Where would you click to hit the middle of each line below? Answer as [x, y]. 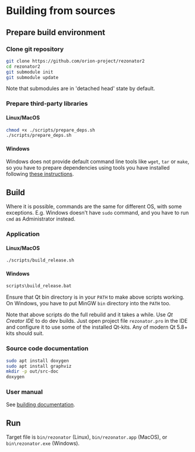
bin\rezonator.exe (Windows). [43, 443]
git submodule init [30, 72]
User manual [25, 392]
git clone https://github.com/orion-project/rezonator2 [75, 61]
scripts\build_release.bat [39, 286]
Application [23, 234]
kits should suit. [25, 333]
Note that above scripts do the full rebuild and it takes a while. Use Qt [90, 315]
